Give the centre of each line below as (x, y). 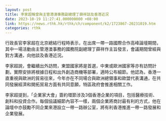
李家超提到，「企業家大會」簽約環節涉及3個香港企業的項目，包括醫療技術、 (81, 95)
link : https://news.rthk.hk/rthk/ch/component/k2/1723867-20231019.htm (80, 24)
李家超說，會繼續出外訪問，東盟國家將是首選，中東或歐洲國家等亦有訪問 (79, 66)
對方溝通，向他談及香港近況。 (35, 56)
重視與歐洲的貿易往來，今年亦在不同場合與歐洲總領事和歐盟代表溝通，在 (83, 78)
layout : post (19, 10)
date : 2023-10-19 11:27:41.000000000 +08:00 (52, 19)
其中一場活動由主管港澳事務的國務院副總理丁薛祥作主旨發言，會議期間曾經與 (83, 49)
